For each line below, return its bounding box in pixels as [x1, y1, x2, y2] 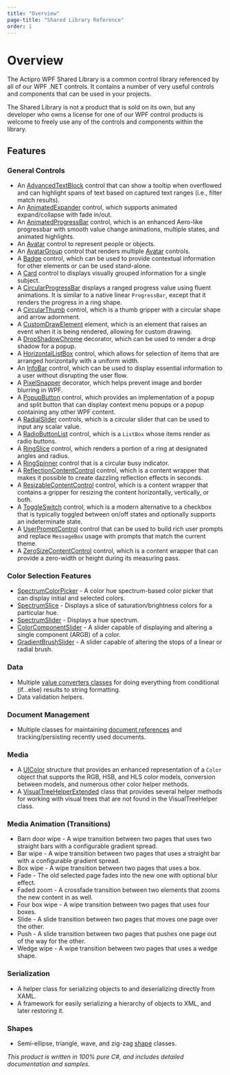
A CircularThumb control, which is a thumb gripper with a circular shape [16, 305, 221, 314]
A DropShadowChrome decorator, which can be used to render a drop [16, 335, 216, 343]
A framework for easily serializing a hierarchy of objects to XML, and [16, 999, 211, 1008]
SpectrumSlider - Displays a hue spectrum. [16, 616, 139, 625]
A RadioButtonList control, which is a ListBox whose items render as [16, 430, 211, 437]
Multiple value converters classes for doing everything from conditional [16, 678, 220, 686]
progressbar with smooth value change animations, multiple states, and [16, 225, 220, 233]
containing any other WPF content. [16, 408, 116, 416]
